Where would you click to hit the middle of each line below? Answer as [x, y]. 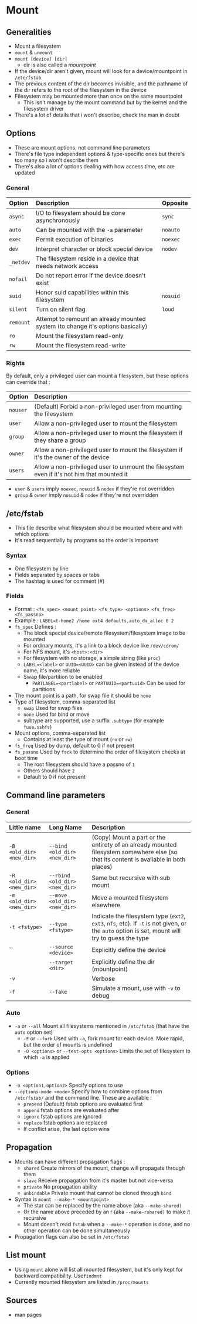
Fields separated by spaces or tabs [57, 575]
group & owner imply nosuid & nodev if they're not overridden [86, 495]
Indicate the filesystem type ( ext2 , [139, 916]
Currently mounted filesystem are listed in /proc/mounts [81, 1282]
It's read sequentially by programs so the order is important [86, 540]
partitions [44, 689]
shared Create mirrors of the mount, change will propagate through [104, 1168]
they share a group [60, 440]
